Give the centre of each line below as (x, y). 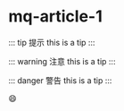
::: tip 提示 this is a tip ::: (52, 42)
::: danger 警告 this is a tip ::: (60, 80)
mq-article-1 (56, 17)
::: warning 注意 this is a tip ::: (62, 61)
